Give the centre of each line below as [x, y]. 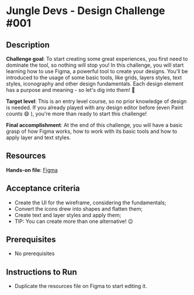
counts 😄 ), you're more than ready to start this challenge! [77, 114]
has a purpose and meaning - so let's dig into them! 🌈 [71, 90]
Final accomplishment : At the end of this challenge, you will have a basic [94, 125]
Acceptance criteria [43, 188]
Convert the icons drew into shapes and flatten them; [79, 208]
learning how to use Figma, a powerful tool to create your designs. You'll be [97, 71]
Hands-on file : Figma [32, 170]
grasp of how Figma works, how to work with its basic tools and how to [92, 131]
